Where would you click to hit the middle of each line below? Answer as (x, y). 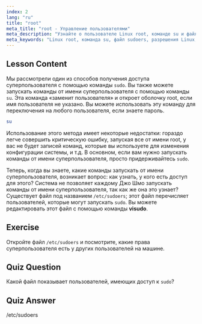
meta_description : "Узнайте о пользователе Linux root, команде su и (95, 34)
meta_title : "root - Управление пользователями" (68, 29)
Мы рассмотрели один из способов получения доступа (78, 78)
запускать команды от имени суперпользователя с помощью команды (98, 91)
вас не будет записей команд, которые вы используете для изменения (98, 145)
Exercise (23, 228)
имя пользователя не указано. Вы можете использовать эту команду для (101, 104)
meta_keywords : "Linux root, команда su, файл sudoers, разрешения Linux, (102, 40)
